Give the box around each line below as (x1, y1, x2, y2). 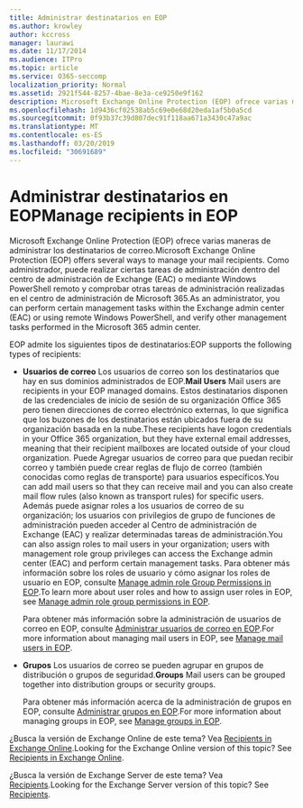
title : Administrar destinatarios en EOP (9, 13, 168, 23)
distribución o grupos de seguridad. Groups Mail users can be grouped (22, 669, 286, 680)
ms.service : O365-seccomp (9, 72, 106, 81)
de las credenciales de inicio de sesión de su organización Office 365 (22, 394, 281, 406)
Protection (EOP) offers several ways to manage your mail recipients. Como (9, 254, 290, 265)
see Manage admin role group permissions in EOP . (22, 596, 211, 607)
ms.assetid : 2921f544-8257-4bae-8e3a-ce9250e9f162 (9, 88, 204, 97)
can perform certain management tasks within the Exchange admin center (9, 302, 285, 313)
